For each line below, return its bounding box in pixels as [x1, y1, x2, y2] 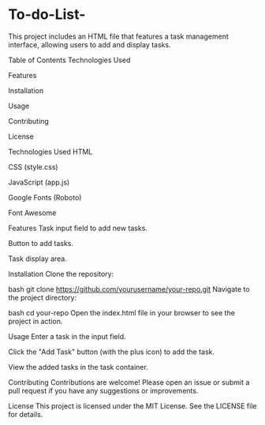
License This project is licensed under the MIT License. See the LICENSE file [8, 401, 257, 411]
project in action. [8, 316, 63, 326]
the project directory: [8, 293, 77, 302]
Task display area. [8, 254, 67, 263]
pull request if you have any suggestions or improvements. [8, 386, 199, 395]
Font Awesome [8, 207, 57, 218]
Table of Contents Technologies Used [8, 55, 131, 65]
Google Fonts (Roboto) [8, 192, 82, 202]
